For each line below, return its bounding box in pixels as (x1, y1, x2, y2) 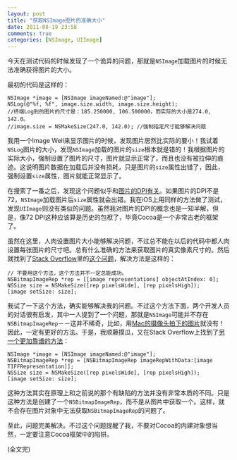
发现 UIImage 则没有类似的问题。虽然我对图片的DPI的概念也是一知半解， (7, 204, 213, 213)
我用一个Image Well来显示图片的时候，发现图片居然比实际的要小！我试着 (7, 137, 219, 145)
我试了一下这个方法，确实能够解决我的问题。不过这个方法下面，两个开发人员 (7, 302, 230, 310)
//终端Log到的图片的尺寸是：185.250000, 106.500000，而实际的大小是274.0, (7, 108, 212, 116)
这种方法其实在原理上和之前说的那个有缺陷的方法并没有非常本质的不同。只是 (7, 389, 230, 397)
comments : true (7, 30, 52, 37)
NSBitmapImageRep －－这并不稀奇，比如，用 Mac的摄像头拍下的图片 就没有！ (7, 319, 226, 328)
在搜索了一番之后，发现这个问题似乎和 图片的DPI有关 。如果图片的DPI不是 (7, 187, 219, 195)
